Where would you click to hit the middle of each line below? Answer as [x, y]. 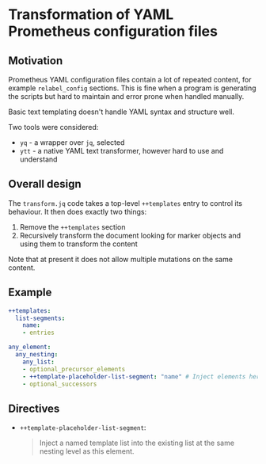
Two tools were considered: [53, 127]
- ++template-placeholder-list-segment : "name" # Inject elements [134, 377]
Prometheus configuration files [113, 31]
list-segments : [40, 318]
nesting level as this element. [87, 451]
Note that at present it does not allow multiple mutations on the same [121, 259]
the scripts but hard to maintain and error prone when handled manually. [126, 96]
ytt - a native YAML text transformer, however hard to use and [122, 151]
